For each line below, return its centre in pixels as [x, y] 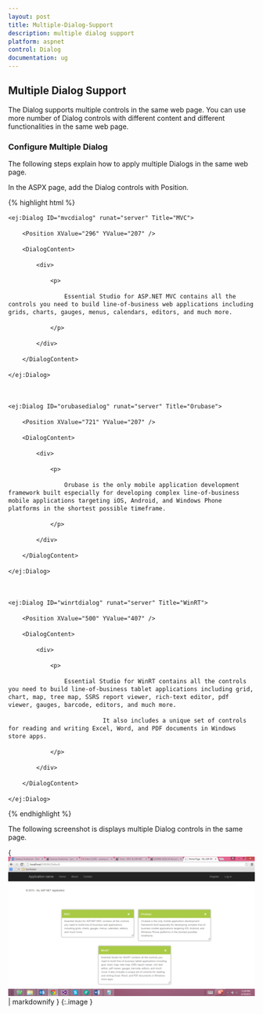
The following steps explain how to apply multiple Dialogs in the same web [128, 164]
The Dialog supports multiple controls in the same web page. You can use [127, 109]
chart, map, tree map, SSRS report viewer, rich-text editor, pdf [119, 697]
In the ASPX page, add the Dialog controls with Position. [99, 188]
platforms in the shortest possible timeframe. [87, 509]
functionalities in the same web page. [68, 126]
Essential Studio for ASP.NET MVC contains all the [150, 297]
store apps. [27, 737]
